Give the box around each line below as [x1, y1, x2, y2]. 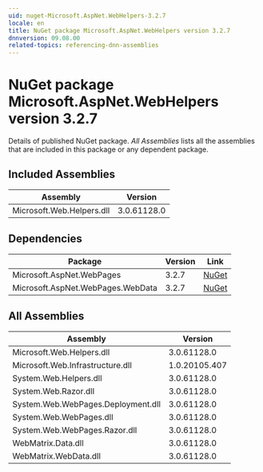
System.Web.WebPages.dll [12, 411, 114, 422]
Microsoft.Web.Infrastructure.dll [12, 359, 132, 371]
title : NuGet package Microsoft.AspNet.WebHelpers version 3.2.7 [8, 26, 230, 34]
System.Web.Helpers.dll [12, 372, 102, 383]
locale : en [8, 19, 45, 27]
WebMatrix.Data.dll [12, 437, 84, 448]
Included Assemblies [8, 168, 116, 181]
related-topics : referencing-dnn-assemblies [8, 42, 159, 50]
